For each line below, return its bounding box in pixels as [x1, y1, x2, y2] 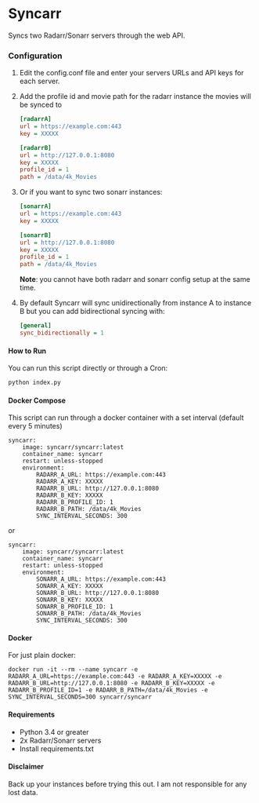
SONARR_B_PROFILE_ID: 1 [36, 603, 113, 611]
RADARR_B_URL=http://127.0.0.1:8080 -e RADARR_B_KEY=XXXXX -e [8, 680, 215, 688]
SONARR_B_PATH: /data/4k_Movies [36, 610, 142, 618]
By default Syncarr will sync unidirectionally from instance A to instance [19, 298, 252, 308]
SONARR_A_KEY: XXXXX [36, 582, 103, 590]
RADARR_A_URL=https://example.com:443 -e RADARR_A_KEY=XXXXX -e [8, 673, 222, 681]
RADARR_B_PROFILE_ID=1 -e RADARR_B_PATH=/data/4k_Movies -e [8, 686, 209, 695]
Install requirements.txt [19, 743, 94, 754]
